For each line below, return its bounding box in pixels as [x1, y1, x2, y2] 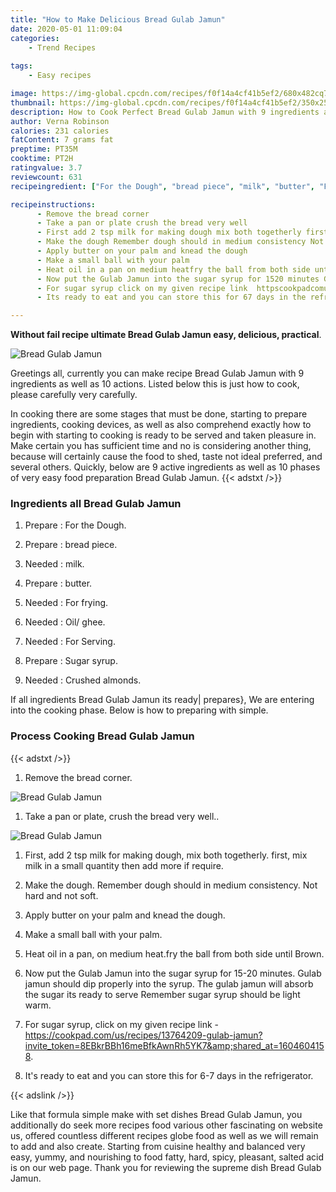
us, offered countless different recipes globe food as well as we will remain [10, 1129, 319, 1141]
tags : [10, 61, 33, 71]
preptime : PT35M [10, 144, 78, 155]
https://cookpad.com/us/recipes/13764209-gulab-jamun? [24, 1029, 263, 1041]
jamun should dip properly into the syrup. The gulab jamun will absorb [24, 977, 314, 990]
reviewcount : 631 [10, 172, 83, 182]
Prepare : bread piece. [24, 539, 118, 551]
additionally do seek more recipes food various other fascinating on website [10, 1119, 323, 1131]
